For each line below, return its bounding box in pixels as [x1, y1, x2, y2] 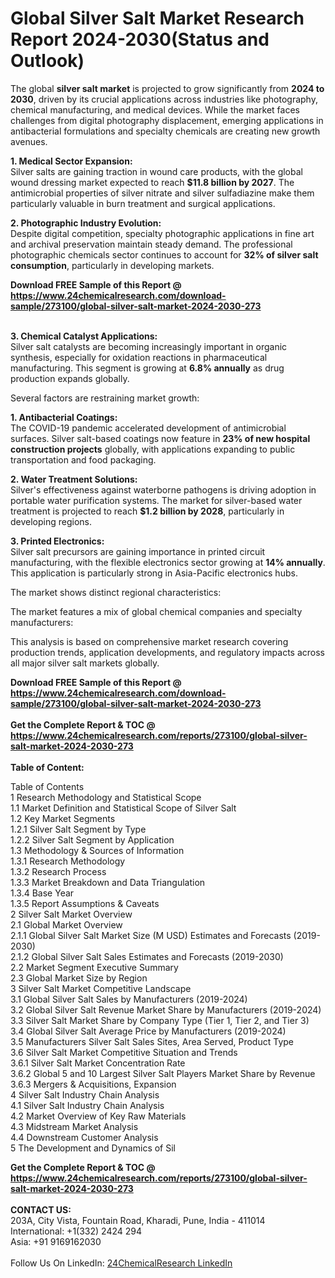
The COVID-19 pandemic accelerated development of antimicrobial [10, 422, 287, 434]
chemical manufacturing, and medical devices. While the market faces [10, 103, 300, 116]
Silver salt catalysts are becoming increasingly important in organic [10, 340, 288, 352]
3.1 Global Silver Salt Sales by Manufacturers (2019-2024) [10, 993, 248, 1005]
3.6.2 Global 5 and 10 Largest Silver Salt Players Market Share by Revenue [10, 1067, 316, 1079]
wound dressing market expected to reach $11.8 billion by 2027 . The [10, 176, 295, 188]
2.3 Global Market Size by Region [10, 972, 148, 984]
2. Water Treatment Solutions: [10, 473, 138, 485]
